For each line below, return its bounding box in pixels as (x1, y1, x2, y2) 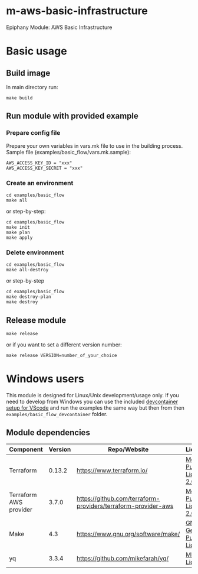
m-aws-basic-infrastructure (6, 4, 148, 18)
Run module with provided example (6, 111, 138, 121)
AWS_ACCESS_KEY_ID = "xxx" (6, 160, 72, 166)
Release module (6, 315, 67, 325)
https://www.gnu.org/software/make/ (76, 530, 180, 538)
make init (6, 224, 31, 230)
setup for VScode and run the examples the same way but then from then (6, 404, 184, 411)
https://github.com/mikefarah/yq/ (76, 554, 169, 562)
